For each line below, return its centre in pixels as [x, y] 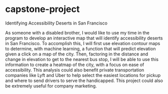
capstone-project [43, 9]
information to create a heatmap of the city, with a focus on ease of [75, 64]
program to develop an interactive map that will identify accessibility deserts [84, 38]
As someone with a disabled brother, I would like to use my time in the [77, 32]
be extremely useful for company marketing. [51, 85]
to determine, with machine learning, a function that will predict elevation [80, 48]
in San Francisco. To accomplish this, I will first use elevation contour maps [83, 43]
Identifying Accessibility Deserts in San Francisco [56, 23]
